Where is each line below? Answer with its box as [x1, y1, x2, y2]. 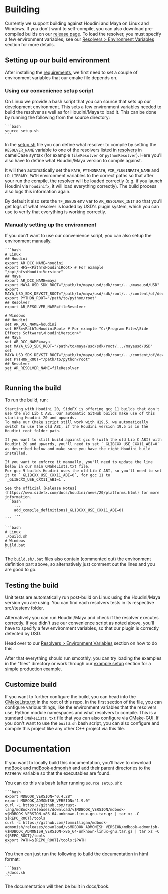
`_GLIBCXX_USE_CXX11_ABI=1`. [5, 477, 66, 482]
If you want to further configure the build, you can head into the [5, 693, 136, 699]
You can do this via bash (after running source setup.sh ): [5, 780, 123, 786]
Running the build [5, 384, 61, 392]
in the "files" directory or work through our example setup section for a [5, 660, 151, 666]
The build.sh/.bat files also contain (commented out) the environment [5, 556, 151, 562]
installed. [5, 451, 28, 456]
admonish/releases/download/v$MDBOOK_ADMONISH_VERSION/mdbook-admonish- [5, 824, 160, 829]
